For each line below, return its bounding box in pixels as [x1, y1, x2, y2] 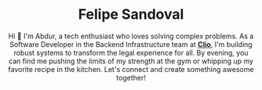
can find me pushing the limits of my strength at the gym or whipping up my [8, 56, 254, 66]
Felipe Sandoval [78, 5, 184, 23]
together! [116, 73, 146, 82]
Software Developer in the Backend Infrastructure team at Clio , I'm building [9, 39, 253, 49]
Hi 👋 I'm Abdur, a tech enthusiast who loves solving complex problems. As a [8, 31, 254, 41]
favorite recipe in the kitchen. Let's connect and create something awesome [8, 64, 254, 74]
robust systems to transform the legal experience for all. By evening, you [13, 48, 249, 57]
